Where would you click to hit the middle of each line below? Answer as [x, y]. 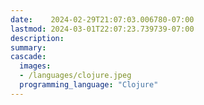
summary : [28, 47]
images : [35, 66]
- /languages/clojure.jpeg [75, 76]
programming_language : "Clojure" [89, 85]
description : [37, 38]
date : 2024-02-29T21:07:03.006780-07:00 [102, 19]
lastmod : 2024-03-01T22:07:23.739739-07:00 [102, 29]
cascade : [28, 57]
